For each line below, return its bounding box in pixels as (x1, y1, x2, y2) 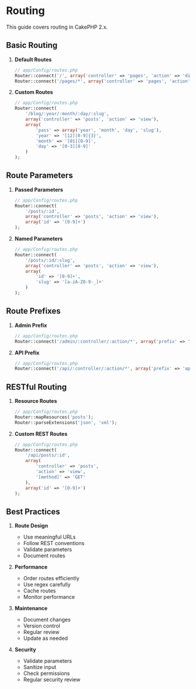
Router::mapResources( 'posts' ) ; (14, 414, 94, 420)
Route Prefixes (6, 306, 61, 316)
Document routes (23, 552, 66, 559)
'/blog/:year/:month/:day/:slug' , (25, 111, 109, 117)
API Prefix (14, 349, 40, 356)
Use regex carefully (23, 581, 71, 588)
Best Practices (6, 507, 60, 516)
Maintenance (14, 605, 48, 612)
